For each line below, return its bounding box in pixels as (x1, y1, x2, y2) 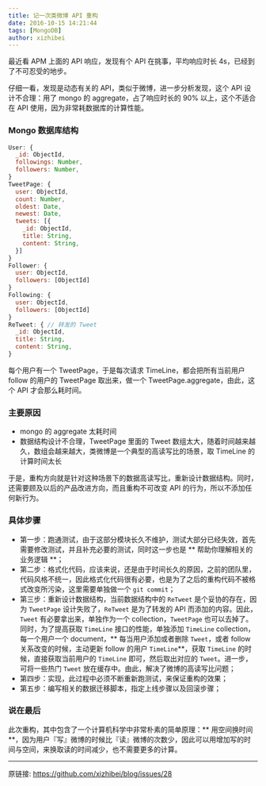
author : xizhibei (8, 33, 66, 42)
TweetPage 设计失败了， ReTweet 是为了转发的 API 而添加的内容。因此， (28, 604, 257, 614)
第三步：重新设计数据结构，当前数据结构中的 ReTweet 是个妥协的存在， (19, 594, 250, 603)
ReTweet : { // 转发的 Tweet (8, 321, 97, 329)
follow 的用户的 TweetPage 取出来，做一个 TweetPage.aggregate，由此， (8, 375, 249, 385)
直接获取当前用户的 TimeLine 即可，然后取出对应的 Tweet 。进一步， (33, 653, 253, 663)
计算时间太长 (19, 457, 62, 466)
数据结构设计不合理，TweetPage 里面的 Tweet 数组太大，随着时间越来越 (19, 437, 256, 446)
